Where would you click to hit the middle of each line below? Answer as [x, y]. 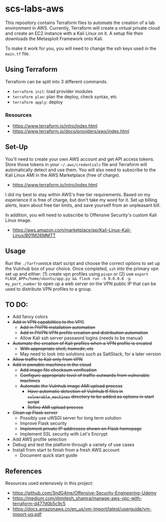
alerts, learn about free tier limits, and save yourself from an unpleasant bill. [83, 205]
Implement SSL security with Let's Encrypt [64, 434]
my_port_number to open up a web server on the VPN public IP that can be [81, 284]
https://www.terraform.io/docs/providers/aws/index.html [71, 132]
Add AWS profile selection [39, 439]
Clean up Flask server [35, 413]
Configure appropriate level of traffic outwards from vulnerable [85, 375]
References [23, 471]
